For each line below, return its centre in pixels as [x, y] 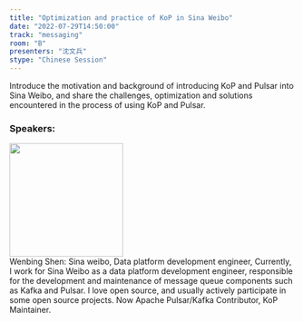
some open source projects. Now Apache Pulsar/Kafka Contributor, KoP [144, 300]
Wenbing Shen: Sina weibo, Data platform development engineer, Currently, [151, 262]
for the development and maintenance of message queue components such [151, 281]
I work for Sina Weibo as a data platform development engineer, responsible [151, 271]
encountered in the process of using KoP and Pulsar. [108, 105]
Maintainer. [30, 310]
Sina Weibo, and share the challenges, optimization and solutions [131, 95]
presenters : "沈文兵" [48, 52]
